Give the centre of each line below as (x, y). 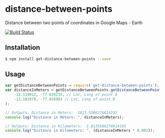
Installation (23, 48)
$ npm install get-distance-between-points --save (58, 59)
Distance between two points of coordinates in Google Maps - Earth (74, 23)
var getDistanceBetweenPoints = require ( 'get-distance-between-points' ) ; (82, 85)
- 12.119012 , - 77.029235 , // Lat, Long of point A (66, 95)
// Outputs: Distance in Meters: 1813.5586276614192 (61, 112)
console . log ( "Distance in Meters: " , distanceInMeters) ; (65, 117)
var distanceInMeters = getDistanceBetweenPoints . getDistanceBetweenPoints (84, 90)
